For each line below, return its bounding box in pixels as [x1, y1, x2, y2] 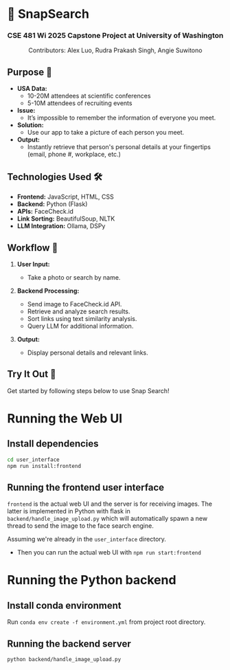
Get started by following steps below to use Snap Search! [7, 386, 170, 394]
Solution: [16, 121, 44, 129]
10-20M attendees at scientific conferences [27, 92, 151, 100]
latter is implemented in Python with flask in [7, 507, 130, 515]
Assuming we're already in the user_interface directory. [7, 535, 167, 544]
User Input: [16, 260, 50, 268]
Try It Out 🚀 [7, 368, 56, 380]
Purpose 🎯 [7, 66, 53, 78]
